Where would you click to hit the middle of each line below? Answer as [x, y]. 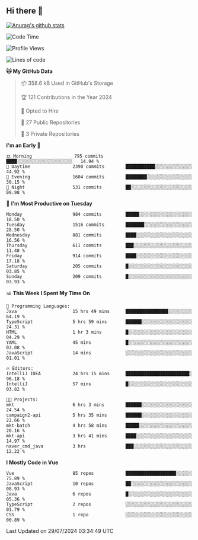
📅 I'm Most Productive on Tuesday [49, 203]
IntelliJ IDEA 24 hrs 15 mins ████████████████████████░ [99, 373]
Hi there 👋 [25, 11]
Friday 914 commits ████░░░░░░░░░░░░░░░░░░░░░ [99, 255]
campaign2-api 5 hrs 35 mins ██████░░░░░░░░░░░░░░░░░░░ [99, 415]
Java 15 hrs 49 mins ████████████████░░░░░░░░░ [99, 311]
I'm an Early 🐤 [23, 145]
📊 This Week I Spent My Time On [48, 293]
